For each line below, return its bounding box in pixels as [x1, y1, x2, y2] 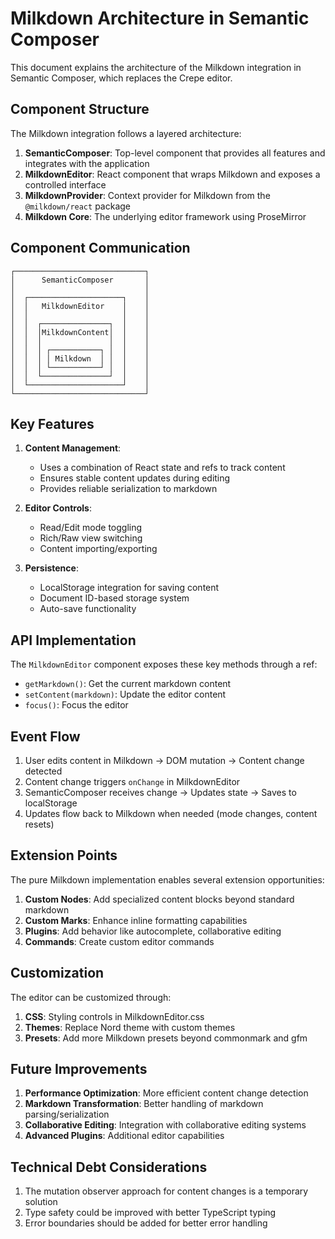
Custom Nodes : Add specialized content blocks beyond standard [24, 893, 295, 905]
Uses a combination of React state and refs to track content [39, 462, 286, 474]
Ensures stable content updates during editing [39, 472, 231, 484]
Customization [10, 965, 105, 982]
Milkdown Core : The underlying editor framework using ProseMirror [24, 210, 307, 222]
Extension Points [10, 847, 118, 864]
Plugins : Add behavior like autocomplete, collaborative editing [24, 925, 282, 937]
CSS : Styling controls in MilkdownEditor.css [24, 1010, 205, 1022]
